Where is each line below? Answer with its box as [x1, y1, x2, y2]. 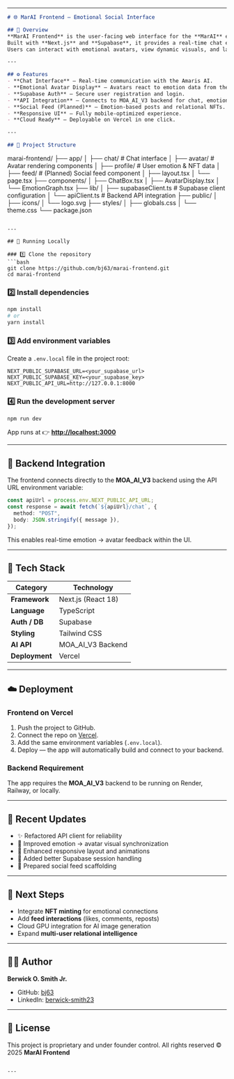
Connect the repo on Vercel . [17, 731, 99, 739]
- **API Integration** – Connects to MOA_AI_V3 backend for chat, [7, 97, 204, 104]
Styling [10, 628, 36, 638]
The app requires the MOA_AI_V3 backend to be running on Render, [7, 779, 203, 787]
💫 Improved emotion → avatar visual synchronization [17, 840, 169, 848]
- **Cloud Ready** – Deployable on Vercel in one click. [7, 116, 176, 123]
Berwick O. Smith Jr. [7, 974, 68, 983]
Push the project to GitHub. [17, 723, 96, 732]
